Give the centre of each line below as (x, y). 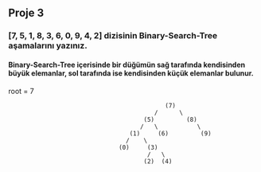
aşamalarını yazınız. (48, 45)
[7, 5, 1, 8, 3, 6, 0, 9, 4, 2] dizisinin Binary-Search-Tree (113, 36)
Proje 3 (26, 13)
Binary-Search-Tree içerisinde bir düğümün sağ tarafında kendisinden (127, 64)
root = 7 (21, 91)
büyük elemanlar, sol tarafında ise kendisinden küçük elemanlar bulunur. (131, 73)
